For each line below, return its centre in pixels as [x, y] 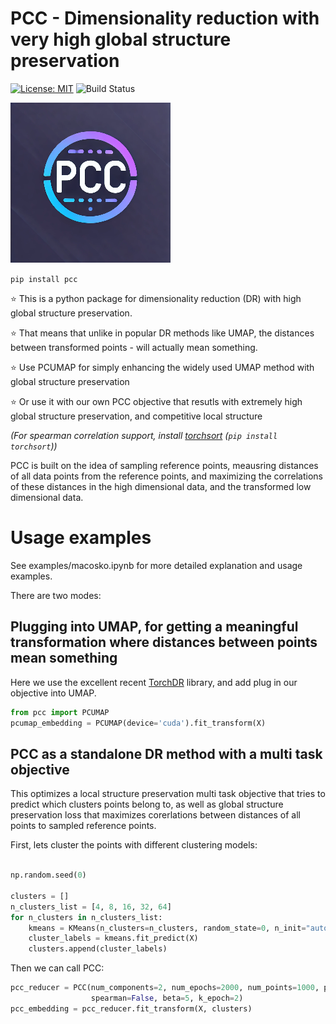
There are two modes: [56, 595]
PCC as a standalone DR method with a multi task [166, 753]
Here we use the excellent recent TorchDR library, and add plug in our [154, 682]
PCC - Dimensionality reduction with [165, 18]
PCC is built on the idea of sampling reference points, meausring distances [164, 465]
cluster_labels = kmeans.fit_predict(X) [113, 938]
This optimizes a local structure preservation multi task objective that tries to [168, 794]
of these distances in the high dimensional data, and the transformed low [161, 486]
